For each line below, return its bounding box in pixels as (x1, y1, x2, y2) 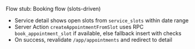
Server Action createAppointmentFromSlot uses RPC (14, 24, 144, 30)
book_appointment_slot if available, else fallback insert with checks (14, 30, 182, 37)
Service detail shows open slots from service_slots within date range (14, 17, 189, 24)
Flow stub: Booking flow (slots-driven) (5, 5, 101, 12)
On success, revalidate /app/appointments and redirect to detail (14, 36, 173, 43)
